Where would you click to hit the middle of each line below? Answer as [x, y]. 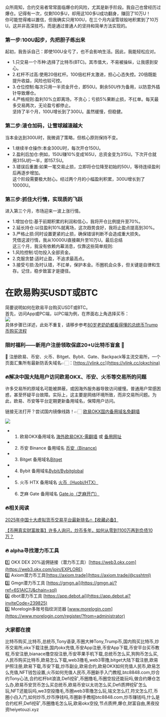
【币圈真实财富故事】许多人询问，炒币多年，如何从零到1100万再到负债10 [79, 530]
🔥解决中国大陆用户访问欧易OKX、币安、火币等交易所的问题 [76, 377]
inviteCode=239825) [26, 603]
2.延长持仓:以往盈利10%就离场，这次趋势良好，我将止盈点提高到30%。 [84, 227]
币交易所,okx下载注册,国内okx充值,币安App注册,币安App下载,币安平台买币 [80, 648]
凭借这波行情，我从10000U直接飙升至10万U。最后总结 [67, 240]
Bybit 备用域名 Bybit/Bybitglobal [52, 471]
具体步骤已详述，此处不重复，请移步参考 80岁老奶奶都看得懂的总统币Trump [82, 325]
